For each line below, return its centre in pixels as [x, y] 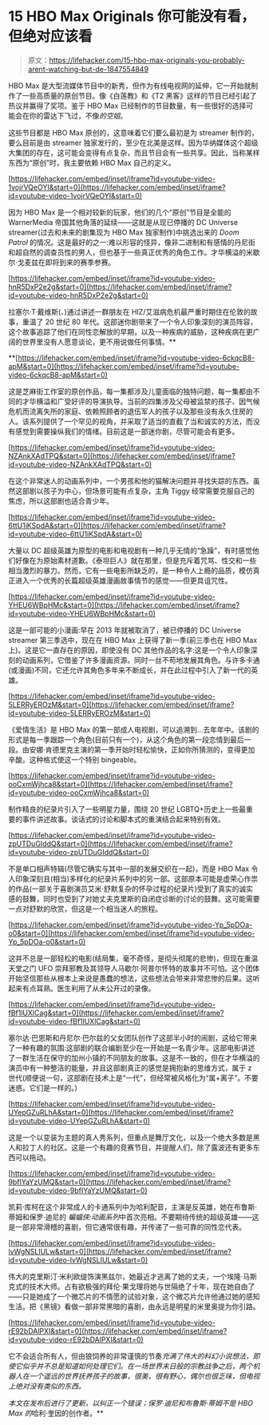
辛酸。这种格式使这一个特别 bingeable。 [75, 759]
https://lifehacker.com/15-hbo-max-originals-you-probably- [147, 60]
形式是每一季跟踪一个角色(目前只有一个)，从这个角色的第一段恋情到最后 [127, 739]
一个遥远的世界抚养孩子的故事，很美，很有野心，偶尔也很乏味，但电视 [144, 1376]
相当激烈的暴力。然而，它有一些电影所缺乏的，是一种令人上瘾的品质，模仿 [131, 570]
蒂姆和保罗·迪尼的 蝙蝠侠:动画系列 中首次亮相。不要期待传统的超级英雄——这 [134, 1217]
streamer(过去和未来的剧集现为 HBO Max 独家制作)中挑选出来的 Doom [124, 232]
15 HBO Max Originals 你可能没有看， [132, 16]
